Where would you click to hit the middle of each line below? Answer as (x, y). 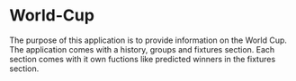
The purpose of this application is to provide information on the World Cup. (148, 40)
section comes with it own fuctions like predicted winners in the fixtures (143, 59)
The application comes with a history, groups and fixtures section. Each (142, 49)
